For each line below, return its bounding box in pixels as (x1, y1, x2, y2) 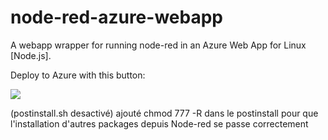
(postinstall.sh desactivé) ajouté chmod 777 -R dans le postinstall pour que (10, 107, 319, 119)
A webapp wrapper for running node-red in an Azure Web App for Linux (10, 39, 307, 51)
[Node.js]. (10, 49, 52, 61)
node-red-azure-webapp (10, 6, 223, 29)
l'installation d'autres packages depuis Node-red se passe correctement (10, 117, 309, 130)
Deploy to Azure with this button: (10, 69, 146, 81)
